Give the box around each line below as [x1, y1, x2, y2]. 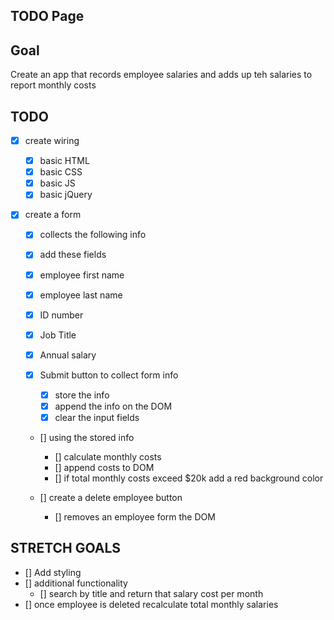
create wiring [24, 135, 80, 147]
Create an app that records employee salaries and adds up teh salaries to [10, 69, 313, 81]
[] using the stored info [39, 432, 135, 444]
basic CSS [39, 166, 83, 178]
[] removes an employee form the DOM [54, 511, 216, 523]
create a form [24, 209, 82, 221]
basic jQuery [39, 189, 93, 201]
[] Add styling [24, 566, 82, 578]
